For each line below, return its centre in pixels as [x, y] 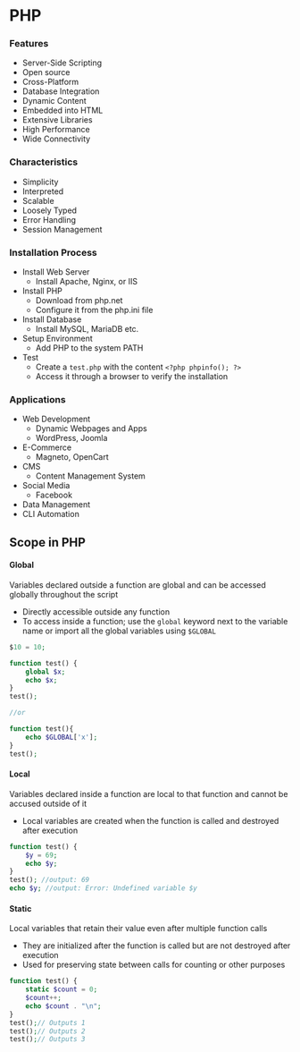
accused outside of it [48, 803]
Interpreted [43, 191]
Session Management [62, 229]
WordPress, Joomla [71, 438]
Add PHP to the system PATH [89, 348]
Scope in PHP [48, 542]
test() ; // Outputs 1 [48, 1022]
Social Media [46, 486]
